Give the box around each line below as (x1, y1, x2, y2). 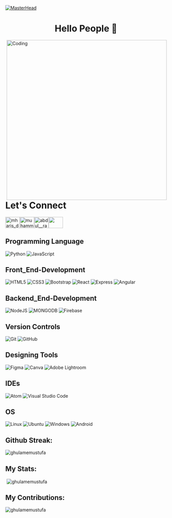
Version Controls (5, 322, 60, 331)
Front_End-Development (5, 265, 85, 274)
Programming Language (5, 237, 84, 246)
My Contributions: (5, 493, 65, 502)
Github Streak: (5, 436, 53, 445)
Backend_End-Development (5, 294, 97, 303)
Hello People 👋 (54, 23, 118, 34)
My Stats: (5, 464, 37, 473)
